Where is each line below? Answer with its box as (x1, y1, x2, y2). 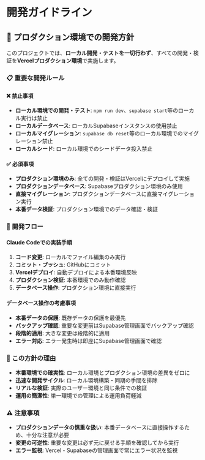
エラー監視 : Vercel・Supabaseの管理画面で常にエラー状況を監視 (15, 447, 178, 454)
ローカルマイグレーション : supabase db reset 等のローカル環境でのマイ (15, 130, 194, 137)
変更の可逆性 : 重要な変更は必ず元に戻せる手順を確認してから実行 (15, 439, 179, 447)
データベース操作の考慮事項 (6, 300, 76, 307)
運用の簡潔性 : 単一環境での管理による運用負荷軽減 (15, 391, 142, 399)
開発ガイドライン (6, 6, 93, 20)
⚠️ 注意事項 (6, 409, 40, 417)
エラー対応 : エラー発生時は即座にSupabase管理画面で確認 (15, 337, 162, 344)
